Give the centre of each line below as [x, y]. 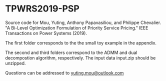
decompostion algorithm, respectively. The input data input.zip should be [80, 57]
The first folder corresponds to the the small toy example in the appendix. [81, 42]
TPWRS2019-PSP [42, 9]
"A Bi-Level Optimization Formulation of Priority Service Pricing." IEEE [77, 27]
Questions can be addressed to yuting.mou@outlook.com [64, 72]
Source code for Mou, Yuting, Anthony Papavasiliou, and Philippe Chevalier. [83, 22]
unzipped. [15, 63]
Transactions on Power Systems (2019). [46, 33]
